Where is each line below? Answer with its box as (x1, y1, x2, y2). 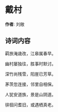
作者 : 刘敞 (5, 21, 25, 27)
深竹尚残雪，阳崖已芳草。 (5, 71, 56, 77)
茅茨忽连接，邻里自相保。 (5, 81, 56, 87)
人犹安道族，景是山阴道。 (5, 91, 56, 97)
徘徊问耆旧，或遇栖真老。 (5, 102, 56, 108)
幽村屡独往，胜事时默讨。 (5, 61, 56, 67)
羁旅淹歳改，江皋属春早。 (5, 50, 56, 56)
